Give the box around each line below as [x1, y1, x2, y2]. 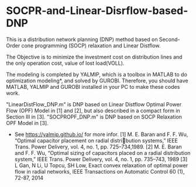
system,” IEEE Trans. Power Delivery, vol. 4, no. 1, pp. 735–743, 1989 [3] [14, 155, 188, 162]
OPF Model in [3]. [6, 119, 49, 126]
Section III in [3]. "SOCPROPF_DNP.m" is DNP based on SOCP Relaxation [6, 113, 183, 120]
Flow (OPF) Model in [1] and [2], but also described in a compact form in [6, 107, 180, 114]
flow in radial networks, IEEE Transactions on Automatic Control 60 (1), [14, 168, 185, 175]
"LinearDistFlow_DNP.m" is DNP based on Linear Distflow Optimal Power [6, 101, 182, 108]
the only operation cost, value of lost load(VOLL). [6, 60, 125, 67]
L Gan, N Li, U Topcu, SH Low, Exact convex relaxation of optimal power [14, 162, 188, 169]
